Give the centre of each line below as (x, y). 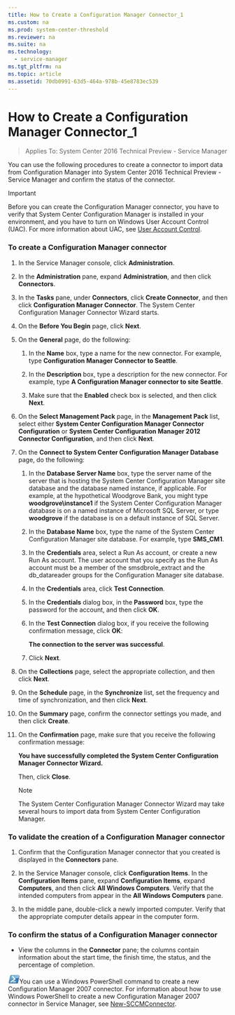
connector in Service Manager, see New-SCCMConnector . (92, 1004)
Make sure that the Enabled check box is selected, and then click (123, 395)
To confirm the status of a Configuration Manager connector (113, 934)
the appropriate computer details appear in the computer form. (108, 917)
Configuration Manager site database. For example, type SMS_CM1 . (126, 539)
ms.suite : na (27, 45)
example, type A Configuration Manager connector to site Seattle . (126, 382)
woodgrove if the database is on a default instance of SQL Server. (124, 518)
